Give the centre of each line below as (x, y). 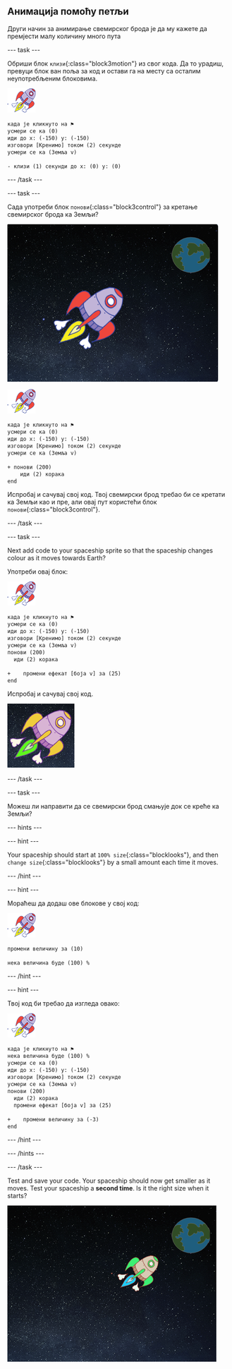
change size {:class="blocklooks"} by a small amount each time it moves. (113, 862)
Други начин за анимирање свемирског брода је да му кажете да (107, 28)
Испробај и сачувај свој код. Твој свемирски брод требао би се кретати (116, 494)
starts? (17, 1195)
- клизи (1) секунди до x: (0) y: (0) (64, 166)
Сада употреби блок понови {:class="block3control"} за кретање (103, 207)
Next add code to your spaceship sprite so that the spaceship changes (110, 550)
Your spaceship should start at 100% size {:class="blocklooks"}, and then (113, 855)
